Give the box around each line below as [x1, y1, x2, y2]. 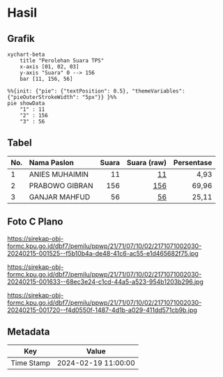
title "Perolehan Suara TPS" [20, 57, 105, 64]
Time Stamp [10, 358, 51, 368]
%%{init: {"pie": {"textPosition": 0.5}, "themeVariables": [7, 88, 186, 95]
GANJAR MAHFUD [29, 192, 91, 201]
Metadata [7, 326, 50, 338]
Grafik [7, 33, 35, 45]
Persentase [173, 157, 213, 167]
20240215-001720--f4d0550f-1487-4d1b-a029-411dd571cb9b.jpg [7, 305, 197, 314]
